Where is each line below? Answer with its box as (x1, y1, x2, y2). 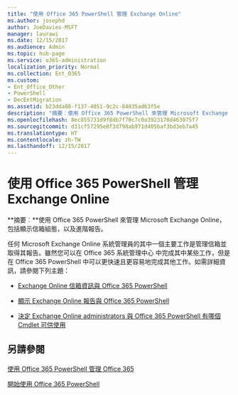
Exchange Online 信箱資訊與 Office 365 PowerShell (17, 282, 168, 290)
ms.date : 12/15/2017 (7, 37, 69, 44)
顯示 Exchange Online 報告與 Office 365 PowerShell (17, 297, 170, 305)
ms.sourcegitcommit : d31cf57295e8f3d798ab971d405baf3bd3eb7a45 (7, 122, 199, 130)
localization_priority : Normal (7, 63, 100, 70)
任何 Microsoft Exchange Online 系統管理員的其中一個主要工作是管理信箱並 (7, 240, 227, 248)
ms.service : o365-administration (7, 57, 107, 64)
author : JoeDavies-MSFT (7, 23, 78, 31)
